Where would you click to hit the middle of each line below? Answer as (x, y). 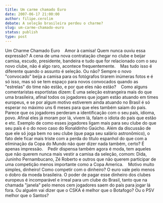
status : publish (21, 32)
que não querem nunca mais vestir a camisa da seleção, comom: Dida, (76, 154)
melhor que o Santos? (27, 195)
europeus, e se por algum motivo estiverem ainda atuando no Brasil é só (78, 102)
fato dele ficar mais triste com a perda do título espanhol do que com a (76, 138)
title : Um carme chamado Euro (36, 9)
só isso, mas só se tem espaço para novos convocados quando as (72, 81)
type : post (16, 37)
